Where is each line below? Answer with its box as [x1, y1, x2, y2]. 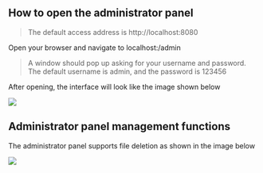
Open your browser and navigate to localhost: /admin [8, 43, 181, 52]
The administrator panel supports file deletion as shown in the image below [8, 140, 256, 150]
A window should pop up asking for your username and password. [27, 58, 247, 67]
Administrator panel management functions [8, 120, 231, 133]
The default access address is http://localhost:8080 [27, 27, 198, 37]
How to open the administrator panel [8, 6, 194, 20]
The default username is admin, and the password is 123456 [27, 67, 227, 76]
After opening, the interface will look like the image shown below [8, 82, 221, 91]
